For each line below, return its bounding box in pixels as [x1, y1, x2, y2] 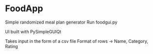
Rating [5, 43, 18, 49]
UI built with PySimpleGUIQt [5, 28, 62, 34]
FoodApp [5, 3, 43, 14]
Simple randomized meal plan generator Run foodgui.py [5, 19, 118, 25]
